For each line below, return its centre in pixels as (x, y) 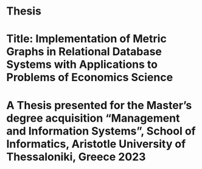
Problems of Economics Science (90, 78)
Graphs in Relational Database (84, 52)
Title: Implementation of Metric (87, 39)
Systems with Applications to (82, 65)
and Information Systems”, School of (101, 131)
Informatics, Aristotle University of (96, 144)
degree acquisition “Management (93, 118)
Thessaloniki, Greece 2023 (76, 157)
